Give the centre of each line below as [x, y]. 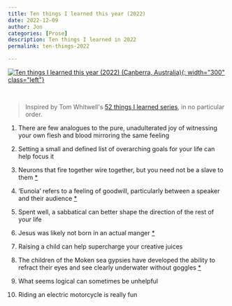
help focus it [36, 156]
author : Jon [25, 27]
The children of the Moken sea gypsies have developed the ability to [117, 260]
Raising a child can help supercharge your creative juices [100, 246]
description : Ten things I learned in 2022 [72, 40]
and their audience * [48, 198]
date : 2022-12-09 [33, 20]
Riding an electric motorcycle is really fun [78, 294]
